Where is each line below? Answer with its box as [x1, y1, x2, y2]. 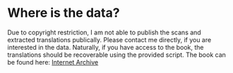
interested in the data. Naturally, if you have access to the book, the [7, 43, 204, 51]
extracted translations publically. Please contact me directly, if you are [7, 35, 212, 44]
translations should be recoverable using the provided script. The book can [7, 51, 226, 59]
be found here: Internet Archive [7, 58, 99, 66]
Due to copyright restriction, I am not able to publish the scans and [7, 28, 201, 36]
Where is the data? [7, 5, 120, 21]
